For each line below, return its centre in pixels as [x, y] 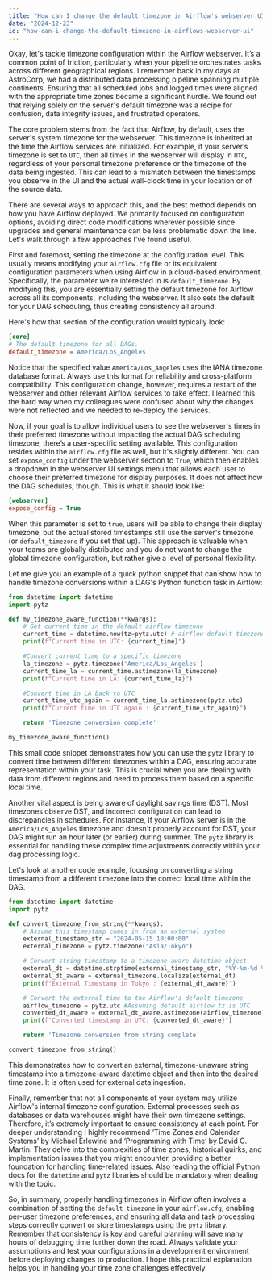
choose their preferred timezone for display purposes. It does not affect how [135, 477]
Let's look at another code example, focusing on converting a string [121, 869]
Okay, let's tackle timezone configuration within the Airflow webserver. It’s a [134, 54]
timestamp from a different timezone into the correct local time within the [130, 878]
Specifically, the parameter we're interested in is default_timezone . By [125, 281]
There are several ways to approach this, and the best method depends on [132, 205]
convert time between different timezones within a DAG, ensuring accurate [132, 761]
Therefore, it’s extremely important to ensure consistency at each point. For [134, 1124]
